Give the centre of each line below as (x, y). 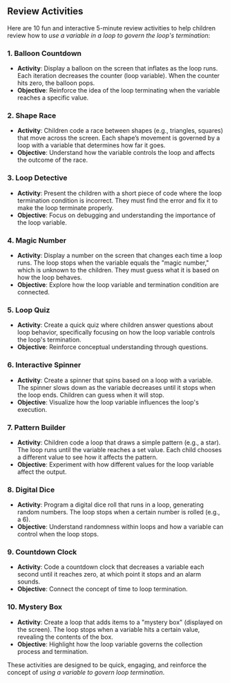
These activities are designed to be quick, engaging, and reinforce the (107, 665)
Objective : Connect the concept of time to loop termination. (102, 589)
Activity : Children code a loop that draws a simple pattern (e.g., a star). (119, 442)
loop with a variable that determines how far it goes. (91, 145)
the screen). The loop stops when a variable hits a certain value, (108, 629)
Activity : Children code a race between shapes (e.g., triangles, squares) (120, 131)
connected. (33, 292)
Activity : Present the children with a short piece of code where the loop (119, 193)
